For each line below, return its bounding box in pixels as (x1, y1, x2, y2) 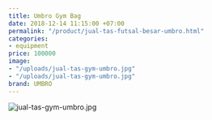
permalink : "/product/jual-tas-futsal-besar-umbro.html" (8, 27, 205, 35)
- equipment (8, 42, 49, 50)
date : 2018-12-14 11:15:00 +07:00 (8, 19, 125, 28)
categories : (8, 34, 49, 43)
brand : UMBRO (8, 79, 53, 88)
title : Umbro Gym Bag (8, 11, 82, 20)
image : (8, 58, 31, 66)
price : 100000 (8, 49, 57, 58)
